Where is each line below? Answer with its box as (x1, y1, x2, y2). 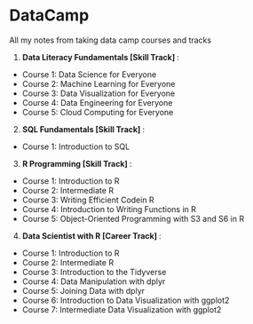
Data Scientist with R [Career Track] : (21, 230, 162, 241)
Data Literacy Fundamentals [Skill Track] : (21, 51, 179, 62)
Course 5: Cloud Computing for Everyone (21, 107, 174, 117)
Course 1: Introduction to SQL (21, 141, 130, 152)
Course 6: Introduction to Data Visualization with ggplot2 (21, 295, 230, 305)
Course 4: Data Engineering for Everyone (21, 97, 173, 107)
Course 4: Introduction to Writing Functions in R (21, 203, 197, 214)
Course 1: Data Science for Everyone (21, 68, 157, 80)
